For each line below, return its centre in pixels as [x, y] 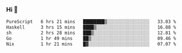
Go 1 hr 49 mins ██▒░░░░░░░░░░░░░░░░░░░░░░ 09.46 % [91, 38]
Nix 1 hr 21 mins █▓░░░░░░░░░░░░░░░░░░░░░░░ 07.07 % [91, 44]
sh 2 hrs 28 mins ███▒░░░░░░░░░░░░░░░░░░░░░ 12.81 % [91, 33]
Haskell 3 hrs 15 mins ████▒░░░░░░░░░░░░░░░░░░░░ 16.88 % [91, 27]
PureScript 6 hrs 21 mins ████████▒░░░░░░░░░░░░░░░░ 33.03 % [91, 22]
